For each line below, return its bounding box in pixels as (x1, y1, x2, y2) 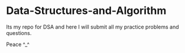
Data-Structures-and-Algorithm (6, 4, 167, 17)
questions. (6, 29, 32, 36)
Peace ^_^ (6, 41, 30, 48)
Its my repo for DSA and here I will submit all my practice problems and (6, 23, 179, 30)
